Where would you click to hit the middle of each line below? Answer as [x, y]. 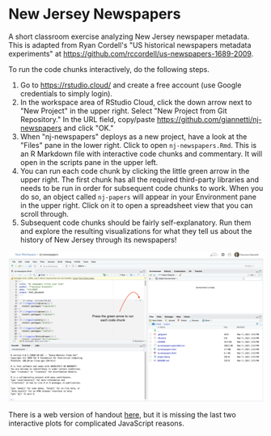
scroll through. [44, 214]
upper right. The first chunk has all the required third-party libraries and [140, 180]
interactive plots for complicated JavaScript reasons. [96, 423]
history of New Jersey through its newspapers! [98, 239]
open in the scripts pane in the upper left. [89, 162]
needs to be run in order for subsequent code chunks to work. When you [142, 188]
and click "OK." [89, 128]
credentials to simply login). [66, 93]
